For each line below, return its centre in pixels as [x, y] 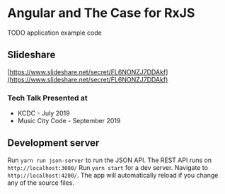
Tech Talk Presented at [48, 98]
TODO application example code [55, 33]
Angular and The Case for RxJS [101, 13]
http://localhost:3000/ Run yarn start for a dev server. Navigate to [108, 167]
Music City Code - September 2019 [69, 121]
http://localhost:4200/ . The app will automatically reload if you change [113, 175]
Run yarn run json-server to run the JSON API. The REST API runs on [110, 160]
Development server [53, 143]
